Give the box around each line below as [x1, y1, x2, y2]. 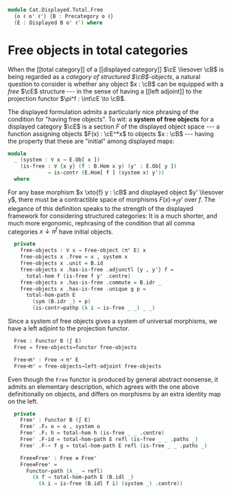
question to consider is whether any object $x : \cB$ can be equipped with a [8, 80, 224, 88]
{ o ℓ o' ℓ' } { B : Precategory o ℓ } [14, 12, 114, 20]
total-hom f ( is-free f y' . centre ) [25, 272, 131, 280]
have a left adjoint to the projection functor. [8, 324, 130, 333]
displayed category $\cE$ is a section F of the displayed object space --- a [8, 122, 220, 131]
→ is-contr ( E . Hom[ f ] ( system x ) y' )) [47, 169, 165, 177]
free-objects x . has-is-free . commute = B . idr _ [20, 279, 162, 286]
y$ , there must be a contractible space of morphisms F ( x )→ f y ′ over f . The [8, 195, 215, 205]
